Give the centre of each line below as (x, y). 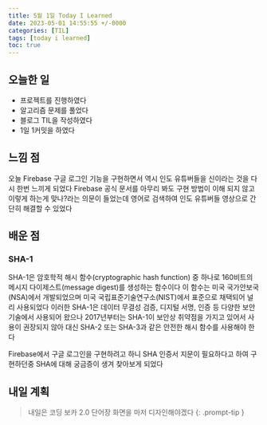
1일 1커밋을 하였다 (47, 130)
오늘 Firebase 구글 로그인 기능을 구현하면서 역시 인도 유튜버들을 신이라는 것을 (129, 178)
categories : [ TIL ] (39, 30)
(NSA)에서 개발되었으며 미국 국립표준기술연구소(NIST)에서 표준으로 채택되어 (127, 297)
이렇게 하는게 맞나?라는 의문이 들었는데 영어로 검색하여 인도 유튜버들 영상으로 (128, 198)
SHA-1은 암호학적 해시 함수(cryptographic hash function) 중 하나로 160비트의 (131, 277)
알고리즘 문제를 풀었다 (54, 110)
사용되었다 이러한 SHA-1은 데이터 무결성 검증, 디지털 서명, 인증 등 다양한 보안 (136, 307)
